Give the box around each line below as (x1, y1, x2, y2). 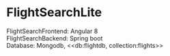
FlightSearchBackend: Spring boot (6, 34, 103, 42)
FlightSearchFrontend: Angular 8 (6, 27, 98, 35)
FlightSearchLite (6, 5, 102, 20)
